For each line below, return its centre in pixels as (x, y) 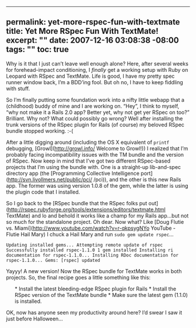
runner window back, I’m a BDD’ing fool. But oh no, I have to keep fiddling (95, 82)
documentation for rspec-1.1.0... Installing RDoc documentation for (92, 255)
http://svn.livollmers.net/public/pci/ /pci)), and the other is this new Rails (94, 179)
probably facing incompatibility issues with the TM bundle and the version (95, 154)
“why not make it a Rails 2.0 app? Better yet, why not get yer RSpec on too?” (98, 112)
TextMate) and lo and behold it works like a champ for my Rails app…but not (97, 215)
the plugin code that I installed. (43, 192)
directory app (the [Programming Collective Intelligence (73, 173)
